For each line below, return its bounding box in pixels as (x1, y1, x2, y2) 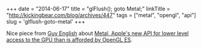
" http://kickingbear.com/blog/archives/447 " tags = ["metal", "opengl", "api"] (6, 11, 197, 19)
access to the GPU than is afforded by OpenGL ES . (6, 36, 133, 43)
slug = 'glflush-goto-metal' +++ (6, 18, 86, 25)
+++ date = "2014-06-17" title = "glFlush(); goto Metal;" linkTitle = (6, 5, 171, 12)
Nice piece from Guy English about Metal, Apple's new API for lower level (6, 30, 189, 37)
